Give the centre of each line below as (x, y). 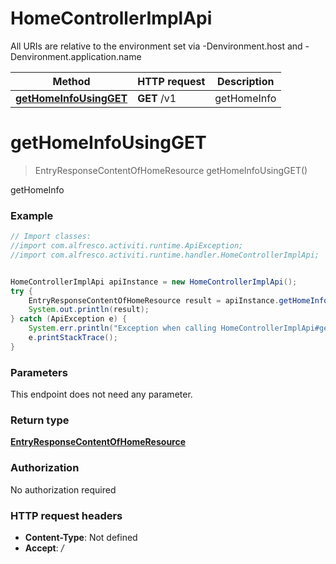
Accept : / (44, 548)
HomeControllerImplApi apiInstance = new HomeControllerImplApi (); (154, 282)
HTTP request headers (66, 515)
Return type (40, 420)
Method (71, 81)
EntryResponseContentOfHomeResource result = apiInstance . (154, 300)
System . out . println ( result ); (89, 310)
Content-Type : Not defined (81, 537)
